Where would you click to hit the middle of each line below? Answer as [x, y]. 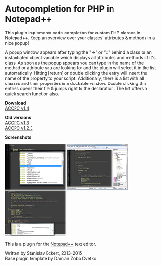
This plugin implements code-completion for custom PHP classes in [73, 33]
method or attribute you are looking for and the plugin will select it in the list [80, 68]
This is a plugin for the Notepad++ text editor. [50, 244]
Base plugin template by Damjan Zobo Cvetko [51, 258]
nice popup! [17, 43]
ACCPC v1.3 [17, 123]
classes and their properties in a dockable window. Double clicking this [76, 83]
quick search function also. [32, 94]
